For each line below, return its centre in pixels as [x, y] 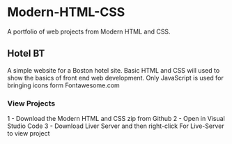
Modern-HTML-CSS [66, 12]
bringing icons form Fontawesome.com [63, 85]
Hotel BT [26, 53]
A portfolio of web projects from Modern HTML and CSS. [89, 31]
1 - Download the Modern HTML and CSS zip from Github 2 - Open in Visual [116, 119]
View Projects [31, 103]
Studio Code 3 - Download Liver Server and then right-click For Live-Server [116, 126]
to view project [29, 134]
